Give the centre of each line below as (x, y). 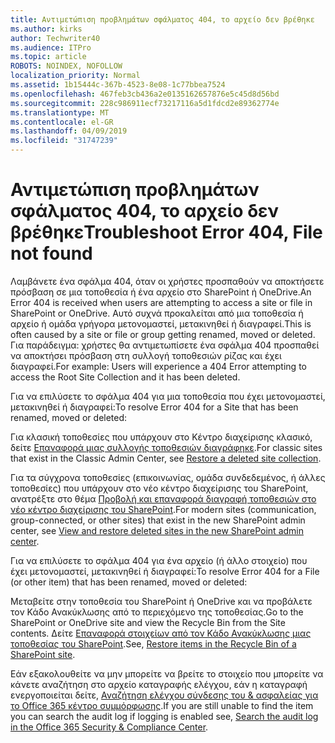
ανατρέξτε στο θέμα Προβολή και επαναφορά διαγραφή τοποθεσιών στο (163, 498)
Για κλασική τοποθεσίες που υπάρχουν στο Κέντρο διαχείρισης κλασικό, (161, 437)
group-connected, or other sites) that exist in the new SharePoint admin (158, 520)
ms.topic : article (48, 57)
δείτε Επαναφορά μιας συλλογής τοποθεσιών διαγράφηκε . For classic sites (166, 447)
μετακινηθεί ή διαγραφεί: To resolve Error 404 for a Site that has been (154, 407)
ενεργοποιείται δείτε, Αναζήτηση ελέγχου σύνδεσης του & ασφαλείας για (164, 695)
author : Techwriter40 (55, 38)
